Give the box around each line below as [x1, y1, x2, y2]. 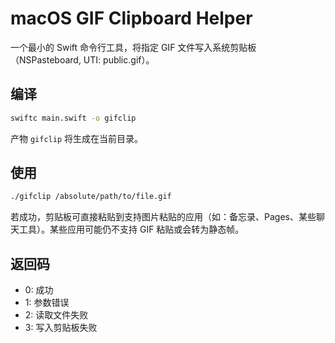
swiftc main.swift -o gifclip [10, 113, 137, 123]
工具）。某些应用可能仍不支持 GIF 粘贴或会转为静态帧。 [18, 223, 245, 236]
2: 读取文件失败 [24, 309, 89, 321]
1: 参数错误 [24, 297, 70, 309]
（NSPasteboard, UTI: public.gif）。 [10, 53, 155, 66]
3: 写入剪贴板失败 [24, 322, 98, 334]
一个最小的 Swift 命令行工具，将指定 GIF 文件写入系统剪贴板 [10, 41, 257, 53]
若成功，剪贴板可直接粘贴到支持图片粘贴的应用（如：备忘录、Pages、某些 [10, 211, 317, 223]
